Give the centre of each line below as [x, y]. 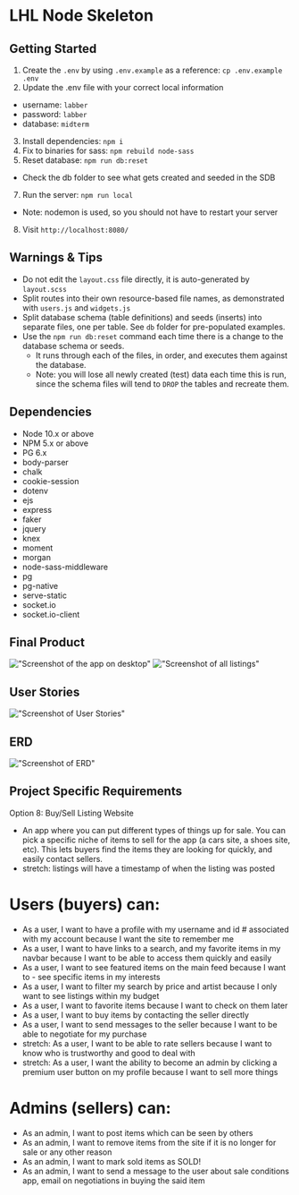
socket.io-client [51, 614]
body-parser [45, 462]
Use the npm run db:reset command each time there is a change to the [153, 336]
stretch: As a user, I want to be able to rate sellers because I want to [147, 1043]
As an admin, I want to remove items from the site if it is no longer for [149, 1142]
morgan [37, 557]
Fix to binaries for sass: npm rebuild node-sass [108, 150]
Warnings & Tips [56, 257]
